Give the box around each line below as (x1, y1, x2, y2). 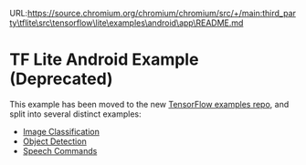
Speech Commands (22, 145, 98, 156)
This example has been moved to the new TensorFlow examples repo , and (9, 98, 290, 109)
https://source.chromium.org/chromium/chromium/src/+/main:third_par (26, 8, 297, 18)
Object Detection (22, 136, 87, 147)
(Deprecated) (9, 68, 113, 89)
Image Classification (22, 126, 100, 137)
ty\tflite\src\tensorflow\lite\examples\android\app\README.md (9, 17, 244, 28)
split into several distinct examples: (9, 108, 142, 119)
